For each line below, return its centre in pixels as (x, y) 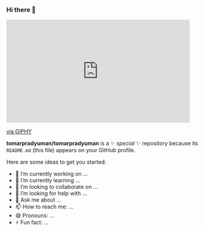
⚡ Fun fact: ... (32, 222)
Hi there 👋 (21, 10)
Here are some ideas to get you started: (56, 162)
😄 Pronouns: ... (35, 216)
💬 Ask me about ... (38, 200)
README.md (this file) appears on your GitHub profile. (71, 150)
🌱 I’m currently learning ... (48, 180)
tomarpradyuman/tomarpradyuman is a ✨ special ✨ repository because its (102, 144)
